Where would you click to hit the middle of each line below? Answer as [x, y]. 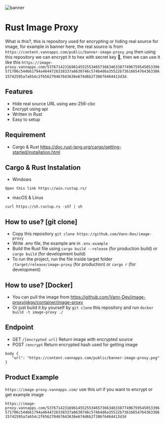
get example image [25, 394]
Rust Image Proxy [42, 28]
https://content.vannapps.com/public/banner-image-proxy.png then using [81, 51]
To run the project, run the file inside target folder [62, 259]
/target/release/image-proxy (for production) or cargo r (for [74, 264]
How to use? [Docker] [39, 285]
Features [19, 92]
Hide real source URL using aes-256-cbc [54, 103]
